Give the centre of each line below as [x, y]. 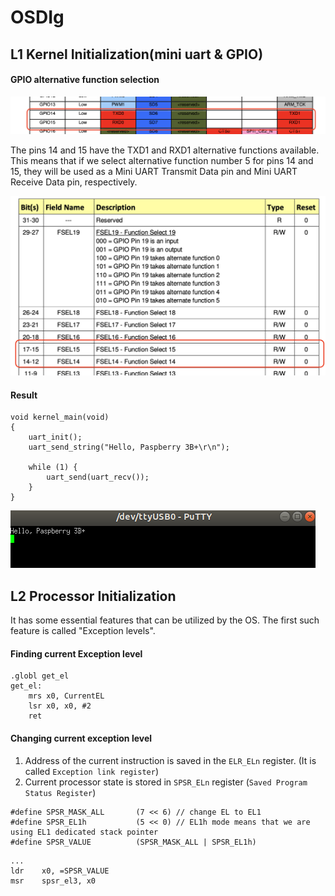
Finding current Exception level [76, 653]
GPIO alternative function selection [85, 80]
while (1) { [53, 467]
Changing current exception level [81, 738]
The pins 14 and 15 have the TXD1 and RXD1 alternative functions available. [165, 150]
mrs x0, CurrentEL [66, 696]
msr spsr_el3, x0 [53, 881]
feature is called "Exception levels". [83, 631]
